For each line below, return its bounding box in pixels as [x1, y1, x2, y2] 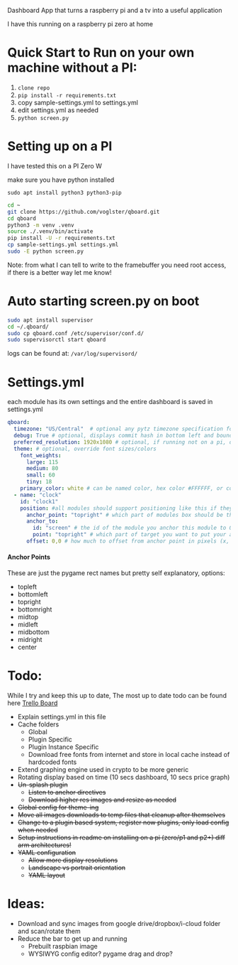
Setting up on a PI [7, 138, 113, 155]
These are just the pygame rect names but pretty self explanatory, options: [7, 569, 225, 577]
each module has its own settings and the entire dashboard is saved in [7, 398, 213, 406]
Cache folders [17, 720, 59, 729]
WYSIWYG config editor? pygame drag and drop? [28, 949, 174, 958]
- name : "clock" [13, 491, 62, 498]
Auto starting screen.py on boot [7, 293, 200, 310]
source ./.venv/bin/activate [7, 228, 93, 235]
